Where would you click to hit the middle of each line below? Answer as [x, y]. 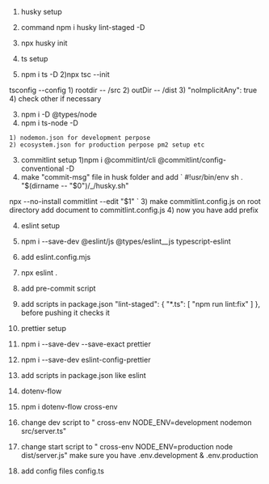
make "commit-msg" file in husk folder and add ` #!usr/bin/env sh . [132, 177]
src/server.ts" [44, 431]
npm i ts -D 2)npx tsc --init [65, 74]
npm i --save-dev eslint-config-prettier [86, 360]
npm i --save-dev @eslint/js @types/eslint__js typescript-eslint [126, 241]
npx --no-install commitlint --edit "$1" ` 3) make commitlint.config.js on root [135, 201]
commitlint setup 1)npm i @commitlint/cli [88, 160]
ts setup [34, 59]
